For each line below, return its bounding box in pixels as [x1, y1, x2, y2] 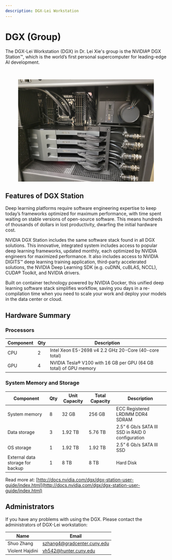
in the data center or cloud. [5, 296, 62, 302]
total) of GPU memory [50, 365, 96, 371]
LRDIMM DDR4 [116, 411, 148, 417]
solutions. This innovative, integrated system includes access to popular [5, 242, 158, 249]
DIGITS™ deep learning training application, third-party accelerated [5, 259, 147, 265]
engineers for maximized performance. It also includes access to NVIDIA [5, 254, 159, 260]
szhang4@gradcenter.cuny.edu [42, 540, 109, 547]
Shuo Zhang [7, 540, 33, 547]
